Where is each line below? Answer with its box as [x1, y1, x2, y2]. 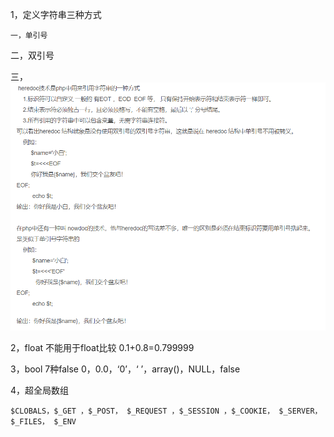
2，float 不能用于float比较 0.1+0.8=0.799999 [10, 341, 195, 353]
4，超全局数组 [10, 384, 70, 396]
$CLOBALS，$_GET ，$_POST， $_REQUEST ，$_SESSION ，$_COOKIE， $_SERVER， [10, 406, 323, 416]
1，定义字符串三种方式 [10, 9, 102, 20]
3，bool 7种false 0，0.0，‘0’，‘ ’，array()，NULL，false [10, 363, 241, 375]
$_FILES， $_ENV [10, 416, 77, 427]
